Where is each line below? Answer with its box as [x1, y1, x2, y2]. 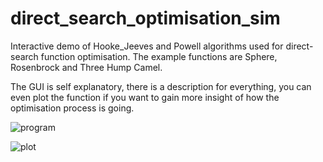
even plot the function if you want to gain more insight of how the [10, 91, 280, 103]
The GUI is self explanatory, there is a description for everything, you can [10, 80, 312, 92]
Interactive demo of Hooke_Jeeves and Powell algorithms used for [10, 40, 284, 52]
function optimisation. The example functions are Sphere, [40, 50, 278, 62]
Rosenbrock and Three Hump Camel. [10, 61, 163, 73]
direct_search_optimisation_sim [10, 7, 281, 30]
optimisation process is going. [10, 102, 135, 114]
